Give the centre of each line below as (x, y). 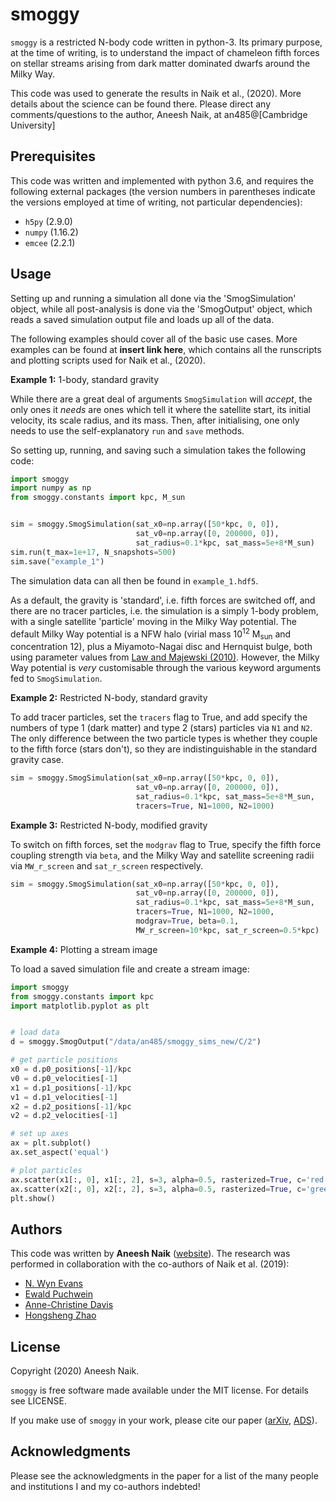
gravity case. (37, 760)
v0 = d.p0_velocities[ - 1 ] (64, 1078)
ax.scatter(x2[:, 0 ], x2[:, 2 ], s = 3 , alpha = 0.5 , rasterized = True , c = (158, 1189)
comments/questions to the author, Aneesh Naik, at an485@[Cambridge (159, 114)
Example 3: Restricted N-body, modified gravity (109, 825)
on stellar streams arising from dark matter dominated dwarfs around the (160, 63)
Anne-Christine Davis (69, 1305)
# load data (35, 1033)
